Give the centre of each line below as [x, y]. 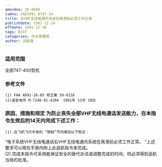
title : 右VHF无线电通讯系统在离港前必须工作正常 [49, 18]
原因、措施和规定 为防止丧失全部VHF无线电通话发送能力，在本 [78, 113]
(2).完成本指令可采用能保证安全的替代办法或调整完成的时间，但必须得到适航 [81, 153]
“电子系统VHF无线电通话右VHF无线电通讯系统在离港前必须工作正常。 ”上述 [80, 141]
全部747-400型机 [22, 70]
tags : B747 [16, 32]
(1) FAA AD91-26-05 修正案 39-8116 [40, 95]
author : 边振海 [19, 41]
